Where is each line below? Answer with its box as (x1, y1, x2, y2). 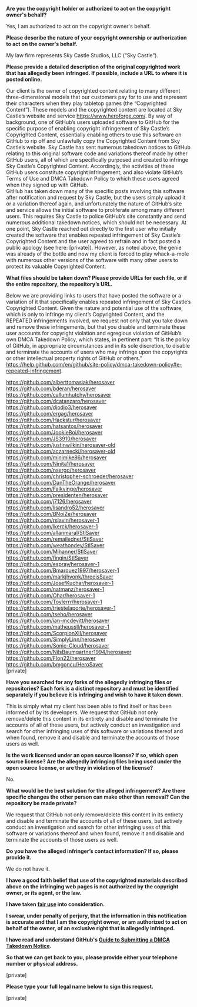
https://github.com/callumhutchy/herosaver (6, 391, 112, 398)
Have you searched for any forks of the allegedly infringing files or (6, 679, 172, 685)
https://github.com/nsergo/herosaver (6, 466, 96, 473)
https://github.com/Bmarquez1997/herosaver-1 (6, 567, 119, 574)
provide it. (6, 854, 32, 861)
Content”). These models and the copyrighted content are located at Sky (6, 106, 182, 113)
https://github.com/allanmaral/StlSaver (6, 529, 100, 536)
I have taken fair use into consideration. (6, 901, 105, 908)
